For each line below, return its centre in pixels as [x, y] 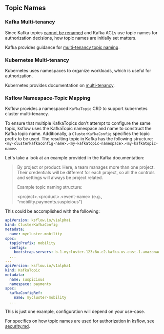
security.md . [18, 326]
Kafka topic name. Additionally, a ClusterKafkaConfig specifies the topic [77, 134]
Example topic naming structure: [50, 187]
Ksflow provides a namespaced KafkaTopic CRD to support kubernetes [76, 109]
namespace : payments [30, 284]
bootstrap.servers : [34, 252]
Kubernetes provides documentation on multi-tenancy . [60, 85]
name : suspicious [27, 279]
